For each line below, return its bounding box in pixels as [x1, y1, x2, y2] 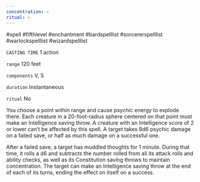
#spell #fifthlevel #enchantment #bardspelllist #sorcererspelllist [6, 30, 163, 38]
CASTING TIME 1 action [6, 48, 59, 55]
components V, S [6, 72, 44, 79]
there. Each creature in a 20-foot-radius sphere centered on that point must [6, 113, 192, 120]
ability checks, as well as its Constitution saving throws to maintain [6, 156, 170, 163]
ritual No [6, 95, 31, 102]
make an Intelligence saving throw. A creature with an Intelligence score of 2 [6, 119, 194, 126]
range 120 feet [6, 60, 41, 67]
